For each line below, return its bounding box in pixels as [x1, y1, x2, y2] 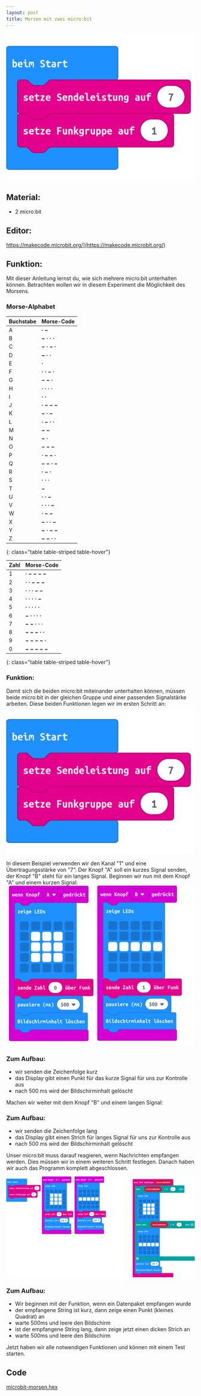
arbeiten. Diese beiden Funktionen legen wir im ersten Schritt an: [6, 700, 166, 707]
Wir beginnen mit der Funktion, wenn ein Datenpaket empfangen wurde [14, 1300, 191, 1307]
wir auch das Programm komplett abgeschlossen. [6, 1165, 129, 1172]
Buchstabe [8, 318, 37, 325]
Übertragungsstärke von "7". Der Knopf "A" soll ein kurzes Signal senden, [6, 866, 187, 873]
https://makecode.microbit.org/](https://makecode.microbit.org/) [6, 242, 166, 249]
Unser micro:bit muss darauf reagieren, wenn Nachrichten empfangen [6, 1152, 179, 1159]
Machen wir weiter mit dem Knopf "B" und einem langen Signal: [6, 1099, 163, 1106]
